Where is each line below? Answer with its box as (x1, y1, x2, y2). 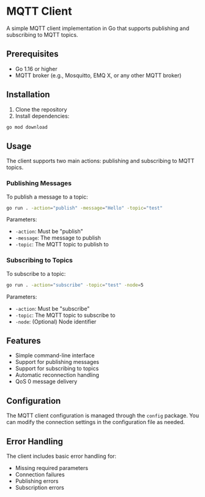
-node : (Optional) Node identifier (15, 317, 97, 325)
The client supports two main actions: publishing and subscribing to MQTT (6, 157, 195, 165)
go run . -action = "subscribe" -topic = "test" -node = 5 (6, 282, 144, 288)
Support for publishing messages (15, 359, 100, 366)
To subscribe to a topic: (6, 270, 66, 277)
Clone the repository (15, 105, 67, 113)
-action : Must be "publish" (15, 228, 84, 235)
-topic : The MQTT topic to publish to (15, 241, 109, 248)
